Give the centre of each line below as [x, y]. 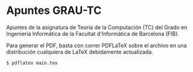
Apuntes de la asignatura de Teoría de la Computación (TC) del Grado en [97, 27]
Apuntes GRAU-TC [54, 11]
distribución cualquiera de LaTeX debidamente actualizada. [80, 51]
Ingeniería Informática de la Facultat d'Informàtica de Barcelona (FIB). [93, 33]
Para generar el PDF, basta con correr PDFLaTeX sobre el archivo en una [96, 45]
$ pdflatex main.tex [32, 63]
